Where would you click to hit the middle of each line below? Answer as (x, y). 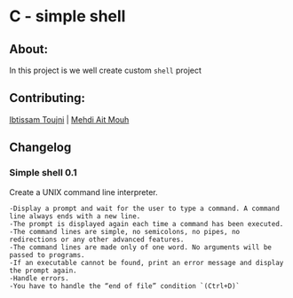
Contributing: (48, 98)
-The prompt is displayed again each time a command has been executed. (146, 223)
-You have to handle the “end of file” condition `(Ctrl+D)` (125, 286)
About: (29, 49)
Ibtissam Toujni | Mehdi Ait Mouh (69, 119)
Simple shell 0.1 (43, 173)
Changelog (40, 148)
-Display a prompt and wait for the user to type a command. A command (144, 208)
